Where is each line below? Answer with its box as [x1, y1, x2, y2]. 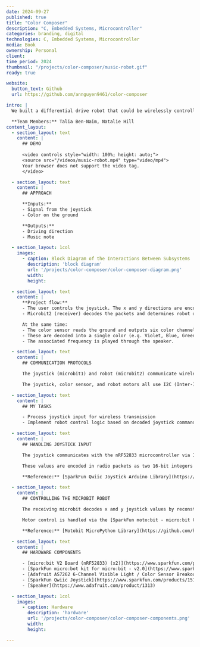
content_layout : [6, 124, 46, 130]
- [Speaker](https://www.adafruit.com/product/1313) [21, 582, 156, 589]
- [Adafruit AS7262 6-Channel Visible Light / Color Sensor [21, 571, 174, 577]
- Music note [21, 234, 55, 240]
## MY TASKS [21, 403, 52, 409]
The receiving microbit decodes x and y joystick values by [21, 506, 174, 512]
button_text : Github [11, 86, 62, 92]
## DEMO [21, 141, 42, 147]
